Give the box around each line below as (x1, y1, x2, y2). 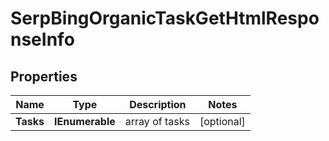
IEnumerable (54, 115, 116, 128)
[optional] (199, 115, 246, 128)
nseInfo (10, 28, 75, 51)
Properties (10, 68, 78, 85)
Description (129, 98, 187, 111)
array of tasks (124, 115, 190, 128)
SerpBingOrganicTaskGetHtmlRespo (10, 7, 320, 30)
